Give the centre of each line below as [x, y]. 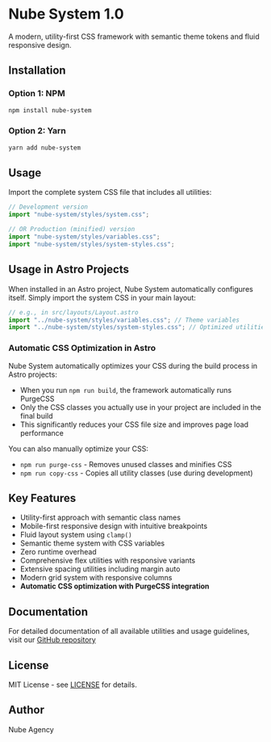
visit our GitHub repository [52, 640]
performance [42, 432]
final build [37, 415]
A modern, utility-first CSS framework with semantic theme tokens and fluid [134, 36]
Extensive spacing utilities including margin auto [100, 569]
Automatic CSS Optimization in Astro [82, 348]
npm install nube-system [50, 110]
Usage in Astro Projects [69, 270]
